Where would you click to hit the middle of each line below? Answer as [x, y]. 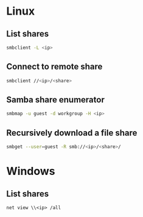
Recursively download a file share [72, 133]
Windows [31, 171]
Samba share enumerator [55, 100]
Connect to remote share [54, 67]
